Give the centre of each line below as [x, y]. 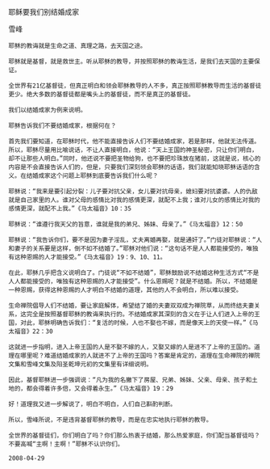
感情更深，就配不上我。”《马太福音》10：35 [70, 209]
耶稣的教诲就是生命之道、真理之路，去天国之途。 [77, 46]
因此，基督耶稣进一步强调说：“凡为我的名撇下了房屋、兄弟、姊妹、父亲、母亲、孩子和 [130, 380]
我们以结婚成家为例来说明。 [48, 110]
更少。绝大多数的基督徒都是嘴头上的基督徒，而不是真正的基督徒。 [102, 95]
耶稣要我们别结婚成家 [44, 12]
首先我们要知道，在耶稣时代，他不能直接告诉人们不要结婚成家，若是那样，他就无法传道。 [134, 142]
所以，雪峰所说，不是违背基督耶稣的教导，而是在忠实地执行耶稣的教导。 [110, 420]
